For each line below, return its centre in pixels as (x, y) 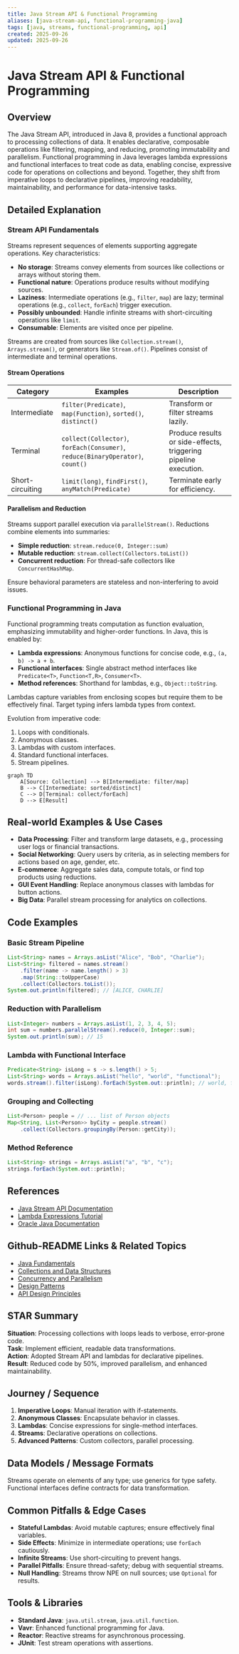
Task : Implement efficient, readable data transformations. (92, 1348)
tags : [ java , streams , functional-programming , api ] (87, 27)
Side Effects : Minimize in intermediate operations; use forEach (109, 1542)
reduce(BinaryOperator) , (103, 456)
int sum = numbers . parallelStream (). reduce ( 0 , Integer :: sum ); (101, 1030)
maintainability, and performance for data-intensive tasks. (92, 188)
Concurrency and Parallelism (60, 1278)
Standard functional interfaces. (63, 755)
